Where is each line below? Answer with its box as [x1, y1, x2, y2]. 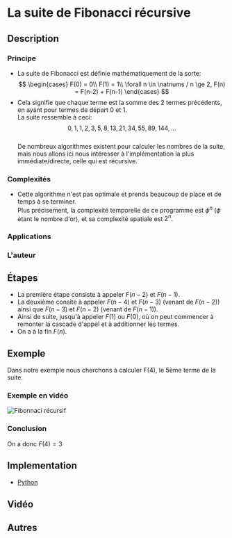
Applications [7, 231, 51, 241]
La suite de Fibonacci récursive [7, 5, 191, 21]
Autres [7, 522, 38, 534]
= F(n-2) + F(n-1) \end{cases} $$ [74, 87, 169, 95]
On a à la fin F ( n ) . [17, 327, 67, 336]
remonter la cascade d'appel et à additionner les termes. [17, 320, 180, 328]
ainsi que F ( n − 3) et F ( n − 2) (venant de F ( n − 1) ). [17, 305, 158, 313]
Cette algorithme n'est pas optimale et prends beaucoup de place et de [17, 190, 222, 199]
